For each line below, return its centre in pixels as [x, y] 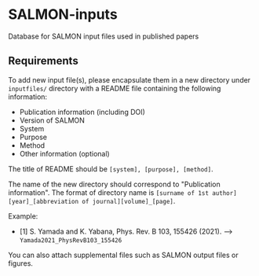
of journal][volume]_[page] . [129, 201]
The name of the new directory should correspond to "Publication [115, 184]
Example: [23, 216]
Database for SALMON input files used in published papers [104, 36]
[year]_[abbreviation [44, 201]
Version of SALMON [52, 120]
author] [224, 193]
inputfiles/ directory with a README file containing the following [115, 88]
